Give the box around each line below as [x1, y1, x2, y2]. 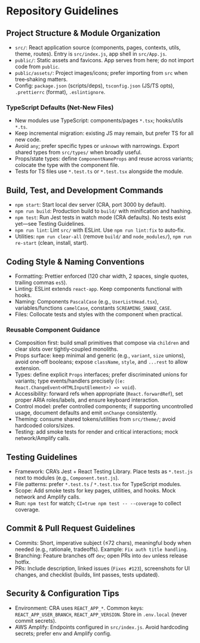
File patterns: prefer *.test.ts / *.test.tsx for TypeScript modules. [14, 481, 182, 488]
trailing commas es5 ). [14, 278, 67, 286]
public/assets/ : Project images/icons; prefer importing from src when [14, 69, 188, 76]
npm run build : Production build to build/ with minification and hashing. [14, 208, 192, 215]
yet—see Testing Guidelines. [14, 220, 85, 228]
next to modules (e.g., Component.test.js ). [14, 474, 119, 481]
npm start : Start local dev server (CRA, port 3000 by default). [14, 201, 167, 208]
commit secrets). [14, 617, 57, 624]
